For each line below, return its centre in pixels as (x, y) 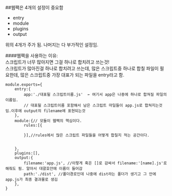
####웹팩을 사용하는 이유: (32, 56)
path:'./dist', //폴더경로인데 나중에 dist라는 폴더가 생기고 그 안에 (90, 174)
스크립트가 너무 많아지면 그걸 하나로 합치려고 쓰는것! (57, 62)
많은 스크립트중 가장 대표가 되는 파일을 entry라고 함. (72, 75)
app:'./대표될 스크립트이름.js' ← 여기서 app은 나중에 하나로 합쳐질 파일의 (95, 94)
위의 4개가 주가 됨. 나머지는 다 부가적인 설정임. (52, 45)
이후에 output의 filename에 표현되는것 (48, 111)
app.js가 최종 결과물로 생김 (32, 180)
